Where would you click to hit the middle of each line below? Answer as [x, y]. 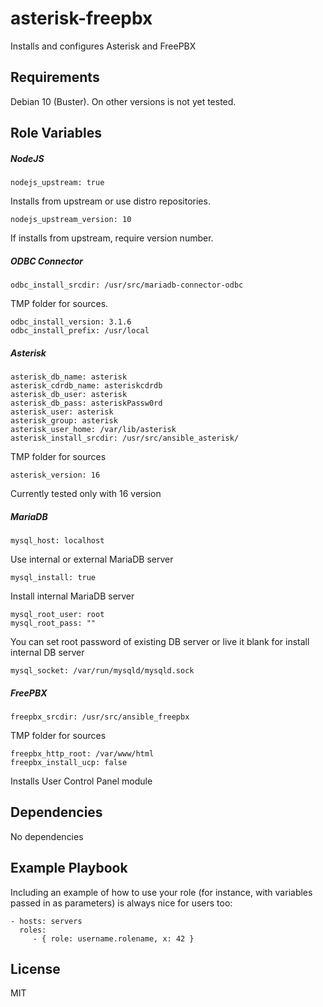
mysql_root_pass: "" [53, 623]
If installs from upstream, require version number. [112, 238]
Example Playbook [69, 868]
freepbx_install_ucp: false [69, 762]
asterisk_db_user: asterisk [69, 395]
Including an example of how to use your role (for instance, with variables [161, 892]
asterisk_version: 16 [55, 475]
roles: [33, 930]
